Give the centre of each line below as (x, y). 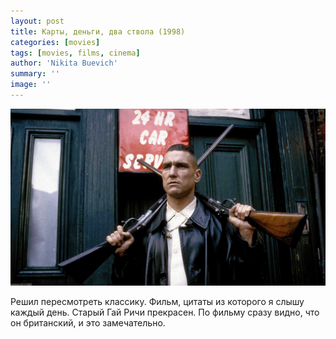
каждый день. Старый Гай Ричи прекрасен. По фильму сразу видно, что (165, 312)
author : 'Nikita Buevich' (64, 63)
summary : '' (35, 74)
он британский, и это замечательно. (88, 322)
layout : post (37, 21)
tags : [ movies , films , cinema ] (75, 53)
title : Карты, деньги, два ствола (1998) (98, 31)
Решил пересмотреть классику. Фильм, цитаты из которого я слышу (157, 301)
